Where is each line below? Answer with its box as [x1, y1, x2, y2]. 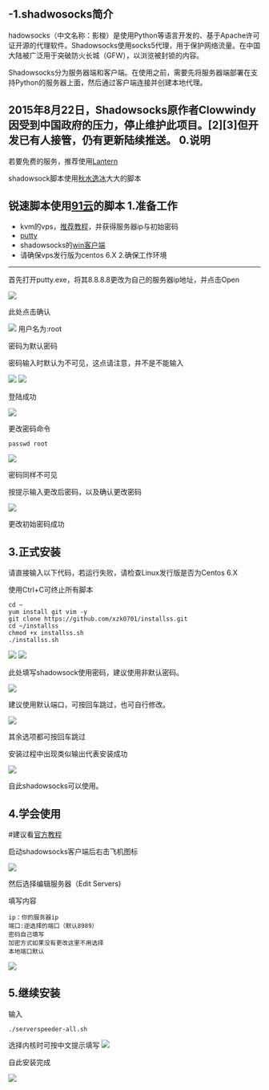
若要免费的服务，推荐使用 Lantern [8, 156, 118, 166]
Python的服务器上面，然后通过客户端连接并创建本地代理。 [14, 77, 207, 87]
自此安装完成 [8, 1057, 50, 1067]
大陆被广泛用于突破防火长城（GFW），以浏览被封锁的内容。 [8, 51, 204, 60]
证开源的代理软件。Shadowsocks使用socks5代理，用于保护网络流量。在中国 [8, 40, 261, 50]
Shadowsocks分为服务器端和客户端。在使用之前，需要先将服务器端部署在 [8, 67, 251, 77]
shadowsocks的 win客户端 [19, 240, 106, 250]
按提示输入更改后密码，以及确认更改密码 [8, 487, 142, 497]
